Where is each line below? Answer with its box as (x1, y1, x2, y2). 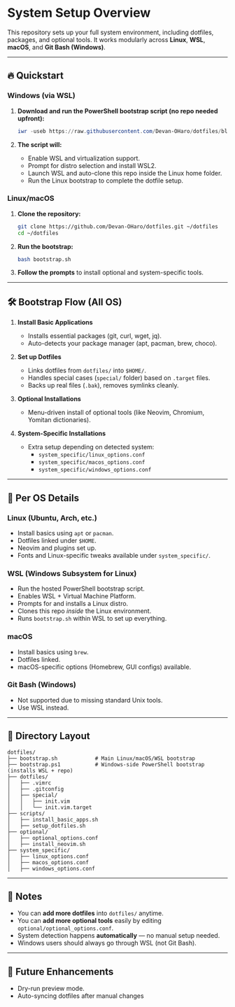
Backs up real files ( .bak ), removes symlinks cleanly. (27, 381, 180, 390)
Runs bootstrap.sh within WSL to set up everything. (17, 614, 167, 623)
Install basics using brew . (17, 647, 89, 656)
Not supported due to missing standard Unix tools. (17, 696, 163, 704)
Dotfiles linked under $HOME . (17, 536, 97, 544)
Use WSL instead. (17, 703, 69, 712)
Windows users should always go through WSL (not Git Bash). (17, 939, 197, 948)
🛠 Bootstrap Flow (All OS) (7, 296, 122, 308)
